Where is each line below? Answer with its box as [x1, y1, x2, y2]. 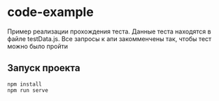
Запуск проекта [7, 62, 80, 74]
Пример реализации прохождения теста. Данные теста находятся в [7, 27, 211, 36]
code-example [7, 4, 94, 20]
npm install [7, 81, 42, 88]
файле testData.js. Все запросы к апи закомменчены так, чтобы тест [7, 34, 212, 42]
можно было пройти [7, 42, 69, 50]
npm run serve [7, 86, 49, 94]
